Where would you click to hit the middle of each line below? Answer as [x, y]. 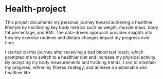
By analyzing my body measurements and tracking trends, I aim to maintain [81, 62]
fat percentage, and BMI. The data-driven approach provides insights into [79, 32]
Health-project [36, 9]
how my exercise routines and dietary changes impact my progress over [77, 38]
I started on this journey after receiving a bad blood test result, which [74, 52]
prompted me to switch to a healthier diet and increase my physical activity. [81, 57]
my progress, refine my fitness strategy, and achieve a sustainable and [76, 67]
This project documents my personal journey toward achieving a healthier [79, 22]
